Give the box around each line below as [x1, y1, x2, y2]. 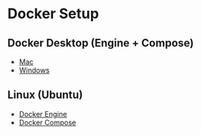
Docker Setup [7, 5, 100, 23]
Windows [18, 66, 50, 75]
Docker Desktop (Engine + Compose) [7, 36, 195, 50]
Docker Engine [18, 109, 68, 118]
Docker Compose [18, 118, 77, 127]
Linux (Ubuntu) [7, 88, 84, 102]
